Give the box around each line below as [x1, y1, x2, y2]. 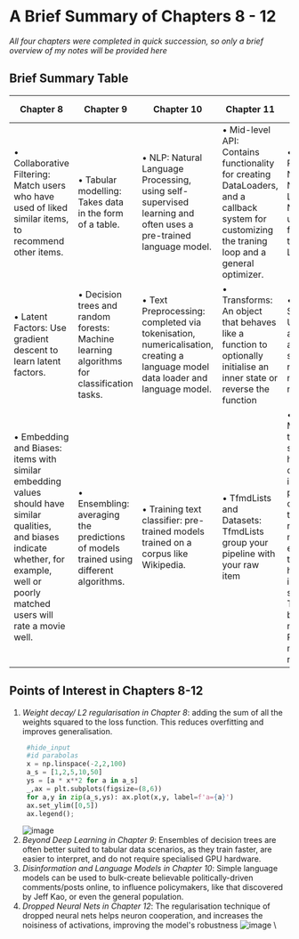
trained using [77, 553, 133, 565]
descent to [13, 344, 59, 356]
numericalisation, [141, 338, 214, 351]
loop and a [222, 246, 267, 258]
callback [222, 201, 258, 214]
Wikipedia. [141, 558, 186, 571]
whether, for [13, 553, 65, 565]
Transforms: [222, 294, 273, 306]
